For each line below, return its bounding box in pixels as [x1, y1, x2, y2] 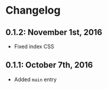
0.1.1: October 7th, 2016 [5, 60, 93, 70]
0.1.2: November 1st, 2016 [5, 27, 103, 37]
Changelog [5, 4, 61, 17]
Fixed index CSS [14, 43, 54, 50]
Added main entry [14, 75, 57, 83]
